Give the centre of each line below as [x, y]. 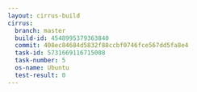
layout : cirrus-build [44, 16]
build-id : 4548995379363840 [62, 38]
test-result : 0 [40, 75]
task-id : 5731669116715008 [60, 53]
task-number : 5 [40, 61]
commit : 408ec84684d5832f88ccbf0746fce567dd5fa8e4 [102, 46]
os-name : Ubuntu [42, 68]
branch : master [40, 30]
